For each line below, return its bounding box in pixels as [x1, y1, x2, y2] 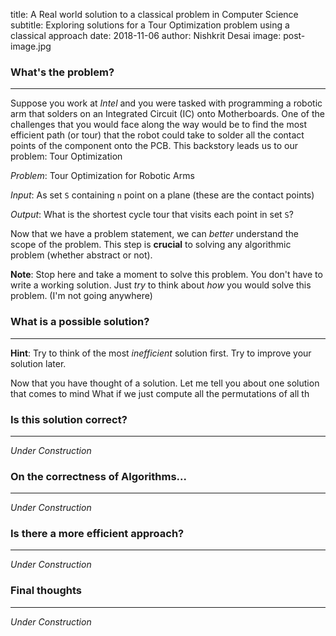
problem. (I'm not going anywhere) [10, 290, 153, 302]
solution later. [10, 357, 67, 369]
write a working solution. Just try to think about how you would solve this [10, 279, 312, 291]
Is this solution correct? [10, 412, 128, 426]
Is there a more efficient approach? [10, 527, 185, 541]
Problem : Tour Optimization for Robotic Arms [10, 170, 195, 182]
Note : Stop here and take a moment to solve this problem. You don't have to [10, 269, 323, 281]
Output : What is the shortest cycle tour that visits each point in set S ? [10, 209, 294, 221]
